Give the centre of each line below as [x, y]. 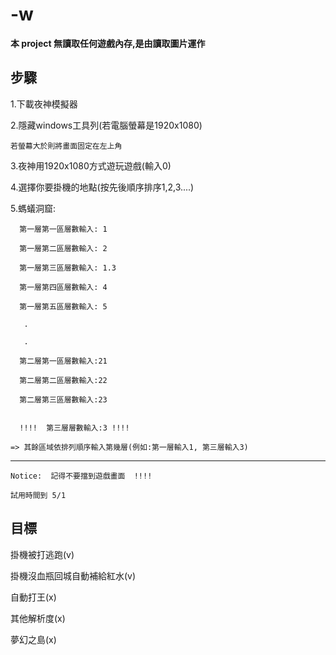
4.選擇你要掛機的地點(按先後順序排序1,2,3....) [102, 187]
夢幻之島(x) [33, 639]
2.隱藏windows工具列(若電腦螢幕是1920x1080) [106, 125]
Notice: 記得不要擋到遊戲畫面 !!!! [81, 476]
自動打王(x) [33, 597]
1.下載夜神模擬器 [44, 104]
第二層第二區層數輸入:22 [63, 380]
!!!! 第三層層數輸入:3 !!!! [74, 428]
